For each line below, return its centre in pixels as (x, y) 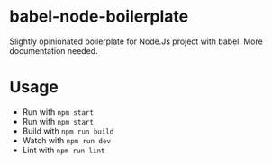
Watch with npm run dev (66, 140)
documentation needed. (54, 50)
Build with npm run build (68, 131)
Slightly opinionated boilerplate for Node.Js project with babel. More (136, 41)
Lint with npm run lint (63, 150)
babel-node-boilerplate (99, 17)
